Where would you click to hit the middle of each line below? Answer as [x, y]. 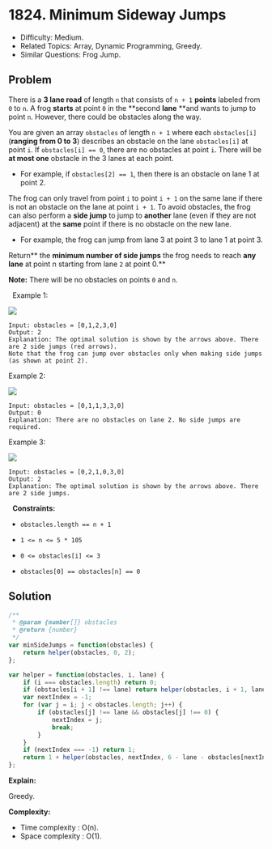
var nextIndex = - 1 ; [57, 698]
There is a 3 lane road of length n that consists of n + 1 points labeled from [134, 100]
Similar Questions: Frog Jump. [70, 54]
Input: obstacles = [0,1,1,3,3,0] [67, 405]
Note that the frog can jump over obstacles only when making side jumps [136, 354]
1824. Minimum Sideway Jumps [117, 15]
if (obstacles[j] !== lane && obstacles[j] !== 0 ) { [128, 713]
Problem [30, 80]
